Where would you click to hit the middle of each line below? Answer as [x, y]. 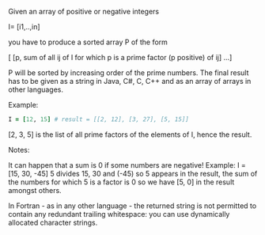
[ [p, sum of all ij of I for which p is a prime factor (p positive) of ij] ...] [120, 57]
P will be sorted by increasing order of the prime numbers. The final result [129, 73]
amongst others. [35, 190]
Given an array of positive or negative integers [84, 11]
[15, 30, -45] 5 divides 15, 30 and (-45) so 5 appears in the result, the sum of [133, 173]
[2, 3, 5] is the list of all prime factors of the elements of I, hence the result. [130, 135]
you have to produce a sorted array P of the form [88, 42]
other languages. [36, 89]
